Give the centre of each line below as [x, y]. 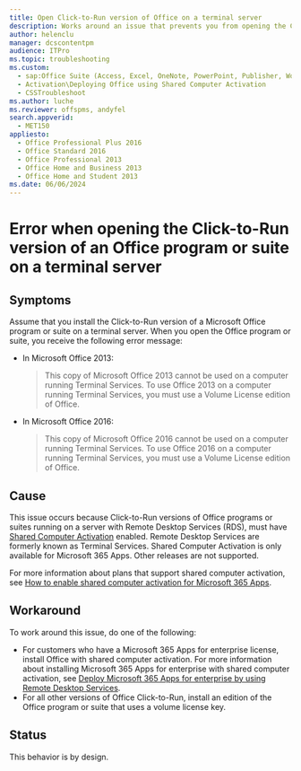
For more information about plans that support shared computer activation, [147, 573]
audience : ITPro [39, 51]
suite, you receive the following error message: [96, 341]
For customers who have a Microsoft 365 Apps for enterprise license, [150, 649]
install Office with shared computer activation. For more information [147, 659]
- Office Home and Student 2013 [78, 176]
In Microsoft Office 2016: [68, 422]
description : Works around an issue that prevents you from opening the [148, 26]
